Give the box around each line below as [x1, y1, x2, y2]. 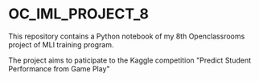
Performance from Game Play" [8, 63, 110, 73]
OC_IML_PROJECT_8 [8, 5, 150, 23]
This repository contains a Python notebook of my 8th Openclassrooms [8, 31, 245, 41]
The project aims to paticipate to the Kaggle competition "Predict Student [8, 55, 252, 65]
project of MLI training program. [8, 39, 114, 49]
